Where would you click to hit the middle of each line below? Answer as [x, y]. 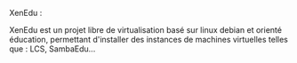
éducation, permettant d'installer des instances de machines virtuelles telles [149, 39]
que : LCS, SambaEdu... [52, 49]
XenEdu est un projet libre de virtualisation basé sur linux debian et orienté [146, 30]
